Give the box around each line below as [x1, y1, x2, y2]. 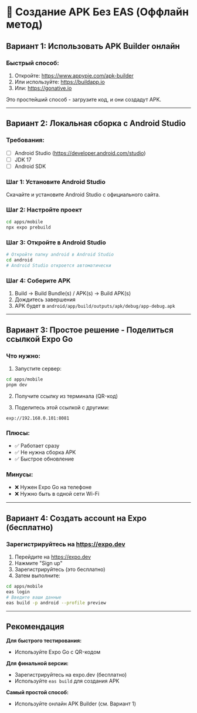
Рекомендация [6, 621, 64, 631]
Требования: [6, 136, 45, 144]
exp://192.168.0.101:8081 [6, 415, 69, 421]
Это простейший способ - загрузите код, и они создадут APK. [6, 96, 162, 103]
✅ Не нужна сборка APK [14, 449, 76, 456]
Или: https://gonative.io [14, 85, 72, 92]
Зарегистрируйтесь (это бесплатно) [14, 566, 106, 573]
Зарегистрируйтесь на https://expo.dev [6, 540, 125, 548]
